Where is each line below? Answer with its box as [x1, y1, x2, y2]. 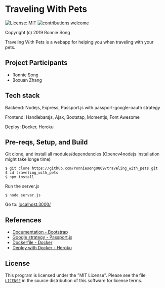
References [5, 216, 41, 224]
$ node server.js [5, 193, 41, 198]
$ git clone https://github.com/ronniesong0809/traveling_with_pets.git [5, 166, 158, 171]
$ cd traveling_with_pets [5, 170, 58, 175]
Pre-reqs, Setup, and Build [5, 138, 88, 146]
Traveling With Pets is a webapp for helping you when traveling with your [5, 39, 154, 45]
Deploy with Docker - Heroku [12, 245, 72, 251]
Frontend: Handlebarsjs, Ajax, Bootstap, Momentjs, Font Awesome [5, 114, 140, 120]
